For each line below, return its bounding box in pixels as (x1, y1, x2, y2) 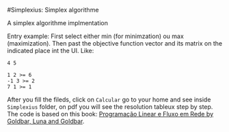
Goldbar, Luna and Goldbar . (7, 117, 85, 125)
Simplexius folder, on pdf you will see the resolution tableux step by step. (7, 103, 213, 111)
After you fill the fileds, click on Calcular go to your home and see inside (7, 95, 211, 103)
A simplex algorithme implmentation (7, 19, 108, 27)
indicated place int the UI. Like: (7, 47, 94, 54)
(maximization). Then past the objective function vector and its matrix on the (7, 39, 223, 47)
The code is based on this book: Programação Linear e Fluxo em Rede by (7, 110, 214, 118)
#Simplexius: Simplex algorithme (7, 6, 99, 14)
